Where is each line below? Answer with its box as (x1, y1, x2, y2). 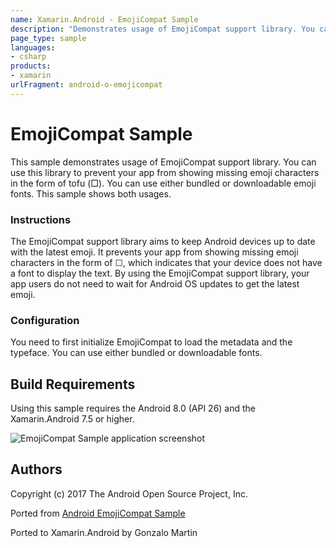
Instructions (10, 212, 72, 226)
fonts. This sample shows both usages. (10, 187, 172, 200)
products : (10, 61, 52, 71)
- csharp (10, 52, 47, 62)
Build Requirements (10, 376, 136, 393)
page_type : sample (10, 33, 87, 43)
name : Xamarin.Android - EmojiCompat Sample (10, 14, 199, 25)
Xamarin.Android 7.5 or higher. (10, 413, 135, 425)
